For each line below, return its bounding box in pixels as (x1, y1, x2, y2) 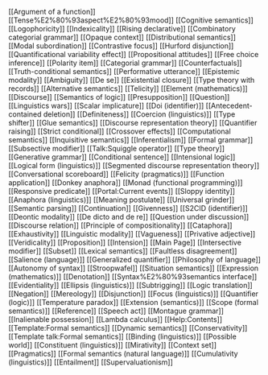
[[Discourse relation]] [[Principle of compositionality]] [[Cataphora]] (8, 220, 233, 230)
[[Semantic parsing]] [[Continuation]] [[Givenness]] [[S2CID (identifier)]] (8, 204, 248, 212)
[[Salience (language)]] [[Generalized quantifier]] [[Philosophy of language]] (8, 255, 262, 264)
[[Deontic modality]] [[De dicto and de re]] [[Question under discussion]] (8, 212, 249, 221)
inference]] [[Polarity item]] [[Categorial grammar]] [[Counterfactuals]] (8, 58, 243, 68)
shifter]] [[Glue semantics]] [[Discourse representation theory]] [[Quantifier (8, 118, 258, 127)
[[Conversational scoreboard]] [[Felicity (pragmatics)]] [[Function (8, 169, 225, 179)
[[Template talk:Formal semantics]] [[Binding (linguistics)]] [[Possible (8, 332, 237, 341)
